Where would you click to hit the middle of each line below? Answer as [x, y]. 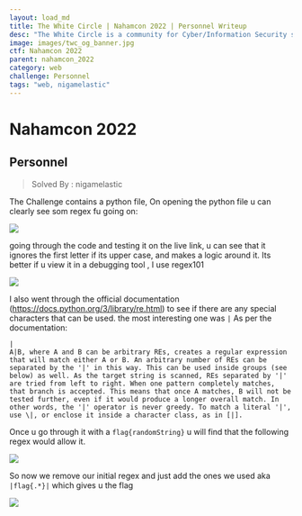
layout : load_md [40, 18]
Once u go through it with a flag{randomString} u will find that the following [149, 431]
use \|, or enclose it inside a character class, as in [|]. [126, 415]
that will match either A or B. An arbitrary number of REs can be [138, 360]
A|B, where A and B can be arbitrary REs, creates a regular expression [148, 352]
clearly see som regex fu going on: [74, 211]
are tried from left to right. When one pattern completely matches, [142, 384]
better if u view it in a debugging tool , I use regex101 [107, 264]
